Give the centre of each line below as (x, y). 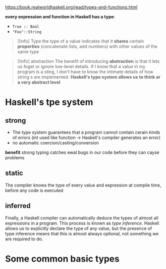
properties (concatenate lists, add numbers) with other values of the (87, 46)
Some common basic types (62, 259)
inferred (18, 206)
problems (15, 157)
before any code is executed (34, 190)
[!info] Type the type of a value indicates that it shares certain (81, 41)
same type (28, 52)
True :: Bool (26, 27)
